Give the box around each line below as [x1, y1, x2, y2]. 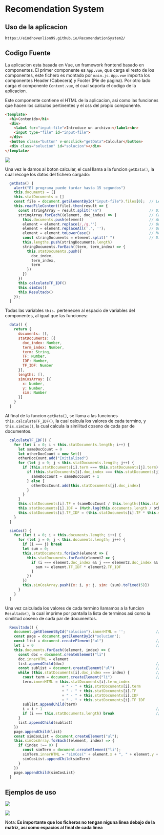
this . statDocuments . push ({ [26, 249, 82, 254]
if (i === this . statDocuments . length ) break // [22, 711, 161, 716]
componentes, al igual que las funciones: [5, 313, 88, 319]
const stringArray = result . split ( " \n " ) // [18, 208, 154, 213]
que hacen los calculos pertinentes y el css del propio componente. [5, 102, 142, 108]
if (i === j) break [22, 542, 62, 547]
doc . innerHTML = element [18, 656, 69, 662]
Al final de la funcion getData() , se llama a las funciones [5, 412, 118, 418]
